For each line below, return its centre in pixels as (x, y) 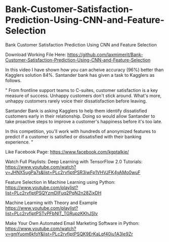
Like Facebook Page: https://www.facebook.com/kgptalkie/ (67, 152)
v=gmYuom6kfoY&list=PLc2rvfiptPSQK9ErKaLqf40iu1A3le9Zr (69, 234)
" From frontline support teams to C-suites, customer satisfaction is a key (82, 90)
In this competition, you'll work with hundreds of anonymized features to (81, 131)
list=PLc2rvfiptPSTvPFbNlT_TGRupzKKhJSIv (52, 213)
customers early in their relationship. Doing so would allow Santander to (80, 116)
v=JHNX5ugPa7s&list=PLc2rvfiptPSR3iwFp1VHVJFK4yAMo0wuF (73, 172)
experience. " (19, 142)
